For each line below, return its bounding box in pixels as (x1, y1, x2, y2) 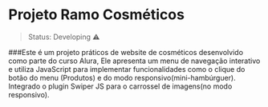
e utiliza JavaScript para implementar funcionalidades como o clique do (8, 64, 246, 73)
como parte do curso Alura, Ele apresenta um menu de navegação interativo (8, 56, 261, 65)
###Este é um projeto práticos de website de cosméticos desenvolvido (8, 47, 243, 57)
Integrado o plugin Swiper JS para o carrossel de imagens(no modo (8, 81, 233, 91)
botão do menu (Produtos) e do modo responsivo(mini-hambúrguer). (8, 73, 236, 82)
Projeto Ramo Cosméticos (8, 6, 185, 24)
